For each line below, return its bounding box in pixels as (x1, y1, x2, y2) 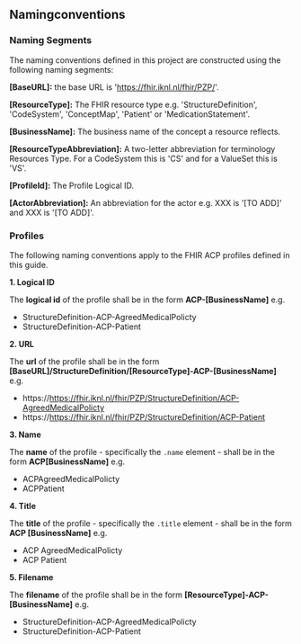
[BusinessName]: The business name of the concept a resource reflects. (9, 126, 281, 137)
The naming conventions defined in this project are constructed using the (9, 54, 281, 66)
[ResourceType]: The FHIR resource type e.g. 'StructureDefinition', (9, 99, 258, 110)
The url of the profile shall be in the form (9, 355, 160, 367)
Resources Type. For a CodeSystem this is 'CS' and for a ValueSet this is (9, 153, 279, 164)
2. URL (9, 338, 34, 349)
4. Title (9, 500, 36, 511)
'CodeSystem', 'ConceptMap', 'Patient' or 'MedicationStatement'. (9, 108, 250, 120)
